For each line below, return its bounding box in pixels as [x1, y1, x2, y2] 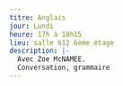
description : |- [9, 47, 70, 56]
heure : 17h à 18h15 [9, 30, 83, 39]
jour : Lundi [9, 21, 54, 30]
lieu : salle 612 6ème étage [9, 38, 115, 47]
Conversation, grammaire [17, 64, 110, 73]
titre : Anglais [9, 13, 66, 22]
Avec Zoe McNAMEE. [17, 55, 87, 64]
